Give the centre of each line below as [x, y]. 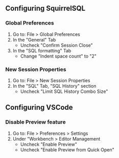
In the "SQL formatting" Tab [42, 50]
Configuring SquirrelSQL [45, 8]
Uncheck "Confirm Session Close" [56, 45]
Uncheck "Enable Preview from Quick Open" [67, 150]
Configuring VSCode [39, 107]
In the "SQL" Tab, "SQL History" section [54, 86]
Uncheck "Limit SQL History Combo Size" [64, 91]
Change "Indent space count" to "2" [58, 56]
